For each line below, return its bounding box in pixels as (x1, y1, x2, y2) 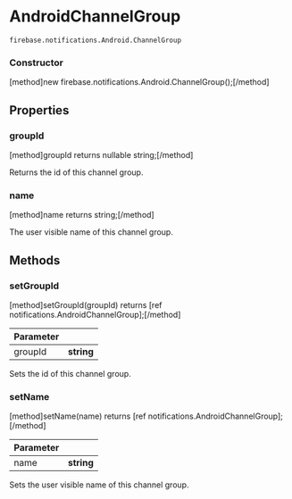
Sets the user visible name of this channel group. (9, 479, 189, 490)
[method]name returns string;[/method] (9, 210, 154, 220)
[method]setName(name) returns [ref (9, 411, 146, 421)
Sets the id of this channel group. (9, 368, 131, 378)
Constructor (9, 56, 64, 69)
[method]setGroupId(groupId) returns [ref (9, 299, 163, 310)
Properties (9, 103, 70, 118)
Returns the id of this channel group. (9, 167, 144, 178)
